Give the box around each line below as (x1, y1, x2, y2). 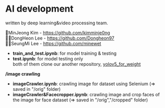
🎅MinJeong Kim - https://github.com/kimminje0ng (5, 29, 110, 35)
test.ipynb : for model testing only (12, 55, 83, 61)
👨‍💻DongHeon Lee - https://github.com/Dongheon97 (5, 35, 115, 41)
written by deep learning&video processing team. (5, 20, 108, 26)
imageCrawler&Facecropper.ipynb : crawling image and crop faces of (12, 91, 160, 97)
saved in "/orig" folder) (12, 86, 61, 92)
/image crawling (5, 70, 41, 77)
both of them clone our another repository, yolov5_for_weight (12, 61, 141, 67)
